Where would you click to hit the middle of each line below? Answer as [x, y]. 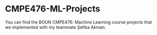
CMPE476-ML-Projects [53, 9]
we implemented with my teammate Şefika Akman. [55, 27]
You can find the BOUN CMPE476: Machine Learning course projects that [78, 22]
